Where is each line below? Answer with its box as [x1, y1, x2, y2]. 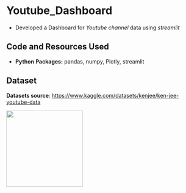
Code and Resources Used [6, 42, 109, 52]
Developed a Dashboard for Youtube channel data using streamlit [15, 24, 180, 31]
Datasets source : [6, 92, 51, 99]
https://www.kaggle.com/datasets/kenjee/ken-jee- [51, 92, 179, 99]
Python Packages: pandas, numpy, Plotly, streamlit [15, 57, 145, 65]
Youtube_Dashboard [6, 4, 113, 18]
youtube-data [6, 98, 41, 106]
